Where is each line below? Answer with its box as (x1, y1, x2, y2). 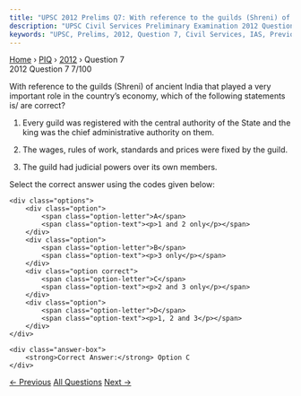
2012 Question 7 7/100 (9, 64, 92, 74)
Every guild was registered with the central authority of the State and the (21, 117, 291, 128)
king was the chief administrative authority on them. (21, 127, 215, 138)
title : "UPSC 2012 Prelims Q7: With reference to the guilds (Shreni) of (9, 13, 291, 22)
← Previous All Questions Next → (9, 377, 132, 388)
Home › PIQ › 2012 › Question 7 (9, 55, 125, 65)
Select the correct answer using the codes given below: (9, 179, 215, 190)
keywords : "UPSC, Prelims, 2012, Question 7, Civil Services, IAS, (9, 30, 267, 39)
